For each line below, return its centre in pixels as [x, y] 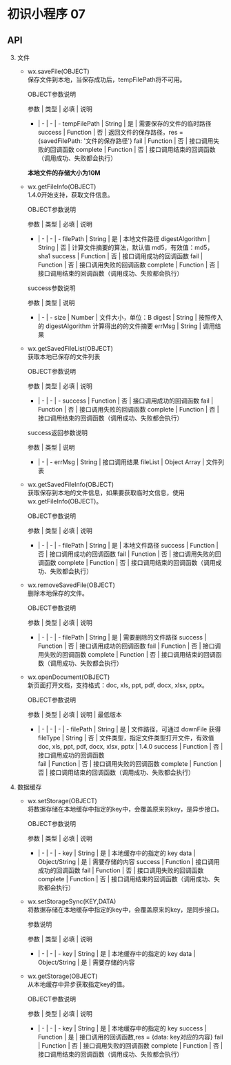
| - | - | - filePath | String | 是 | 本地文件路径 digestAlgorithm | [124, 239]
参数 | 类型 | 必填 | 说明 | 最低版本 [74, 714]
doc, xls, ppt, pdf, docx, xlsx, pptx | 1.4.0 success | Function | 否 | [130, 746]
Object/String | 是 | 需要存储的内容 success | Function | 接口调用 [129, 862]
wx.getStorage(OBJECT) [62, 976]
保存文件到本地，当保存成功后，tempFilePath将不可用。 [107, 79]
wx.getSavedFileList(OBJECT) [70, 348]
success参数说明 [51, 288]
